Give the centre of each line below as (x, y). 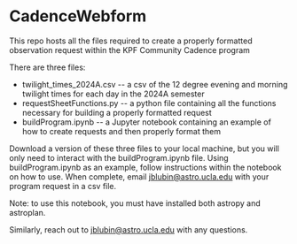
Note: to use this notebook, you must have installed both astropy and (135, 203)
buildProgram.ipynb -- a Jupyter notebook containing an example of (147, 122)
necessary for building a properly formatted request (117, 112)
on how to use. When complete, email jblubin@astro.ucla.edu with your (139, 176)
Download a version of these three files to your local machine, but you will (144, 149)
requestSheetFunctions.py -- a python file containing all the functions (149, 103)
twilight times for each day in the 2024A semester (113, 94)
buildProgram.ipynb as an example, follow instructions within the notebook (145, 167)
